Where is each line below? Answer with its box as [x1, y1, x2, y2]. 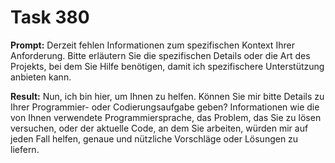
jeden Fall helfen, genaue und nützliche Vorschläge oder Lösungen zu [10, 132, 299, 145]
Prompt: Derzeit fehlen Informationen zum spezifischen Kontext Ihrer [10, 39, 295, 51]
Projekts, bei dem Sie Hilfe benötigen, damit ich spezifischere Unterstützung [10, 60, 325, 72]
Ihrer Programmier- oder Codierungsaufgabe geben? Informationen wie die [10, 101, 320, 113]
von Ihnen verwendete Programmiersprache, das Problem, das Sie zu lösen [10, 111, 322, 123]
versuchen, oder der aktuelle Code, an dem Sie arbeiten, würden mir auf [10, 122, 309, 134]
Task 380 [10, 6, 90, 29]
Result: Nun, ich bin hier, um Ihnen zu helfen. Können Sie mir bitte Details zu [10, 90, 325, 102]
